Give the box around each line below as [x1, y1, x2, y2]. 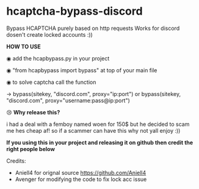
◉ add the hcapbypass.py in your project [6, 54, 110, 62]
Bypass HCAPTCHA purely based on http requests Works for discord [6, 24, 180, 32]
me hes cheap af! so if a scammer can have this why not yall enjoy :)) [6, 127, 181, 134]
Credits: [6, 157, 26, 165]
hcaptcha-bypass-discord [6, 4, 143, 18]
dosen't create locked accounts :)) [6, 31, 93, 38]
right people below [6, 145, 55, 152]
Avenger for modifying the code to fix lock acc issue [15, 176, 147, 183]
